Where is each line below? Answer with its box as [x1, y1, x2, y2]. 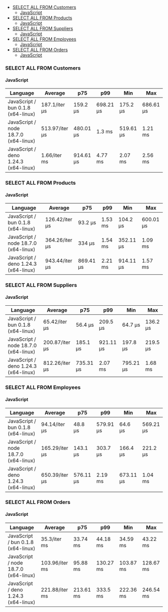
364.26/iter [45, 237, 72, 244]
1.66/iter [41, 152, 62, 159]
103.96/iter [40, 559, 68, 566]
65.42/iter [43, 318, 67, 325]
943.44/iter [45, 257, 72, 264]
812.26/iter [43, 360, 70, 367]
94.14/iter [41, 420, 65, 427]
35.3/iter [40, 535, 61, 542]
